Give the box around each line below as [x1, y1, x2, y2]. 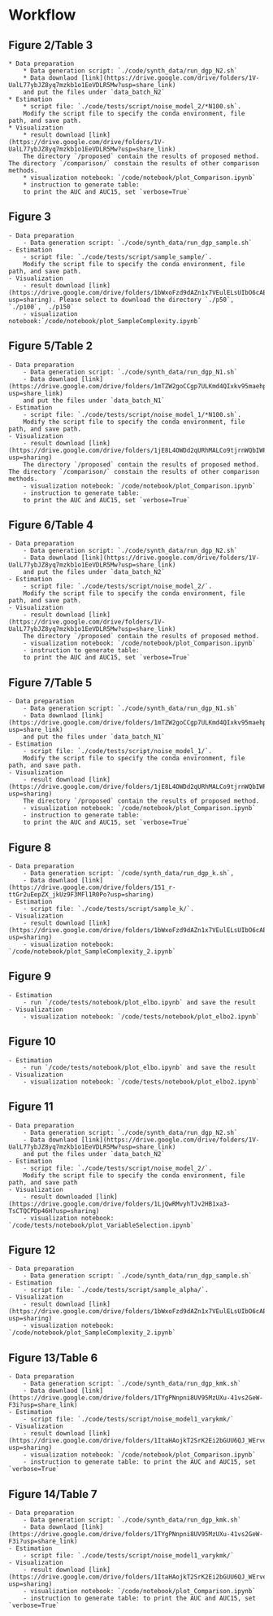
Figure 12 [8, 1243, 56, 1257]
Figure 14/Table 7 [8, 1487, 97, 1501]
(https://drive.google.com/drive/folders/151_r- [8, 883, 176, 892]
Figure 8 [8, 840, 51, 854]
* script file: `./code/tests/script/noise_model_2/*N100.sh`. [23, 103, 242, 111]
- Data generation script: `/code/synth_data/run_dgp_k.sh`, [23, 869, 234, 878]
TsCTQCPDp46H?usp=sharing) [8, 1207, 100, 1215]
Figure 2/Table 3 [8, 38, 93, 52]
